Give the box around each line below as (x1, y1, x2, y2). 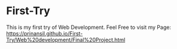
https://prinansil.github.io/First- (6, 30, 83, 37)
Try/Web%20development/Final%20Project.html (6, 36, 126, 43)
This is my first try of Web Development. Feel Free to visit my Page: (6, 24, 172, 31)
